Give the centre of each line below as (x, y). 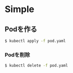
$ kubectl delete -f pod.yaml (36, 66)
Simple (20, 9)
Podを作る (21, 29)
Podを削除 (17, 55)
